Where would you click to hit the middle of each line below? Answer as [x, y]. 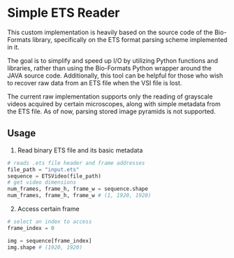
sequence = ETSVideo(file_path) [54, 176]
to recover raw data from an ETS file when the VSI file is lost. [95, 83]
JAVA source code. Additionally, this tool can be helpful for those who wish [115, 76]
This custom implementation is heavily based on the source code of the [110, 32]
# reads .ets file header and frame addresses [76, 163]
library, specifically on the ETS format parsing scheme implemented [130, 39]
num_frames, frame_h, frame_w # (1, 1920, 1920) [79, 196]
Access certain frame [48, 209]
